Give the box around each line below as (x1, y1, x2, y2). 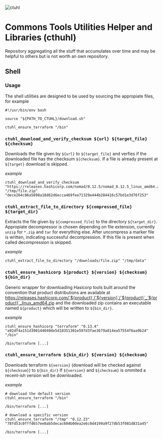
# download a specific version (5, 412, 68, 418)
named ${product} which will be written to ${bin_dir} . (5, 305, 114, 311)
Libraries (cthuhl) (5, 32, 77, 43)
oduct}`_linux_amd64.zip (5, 300, 55, 305)
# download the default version (5, 391, 70, 396)
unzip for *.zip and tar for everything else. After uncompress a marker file (5, 229, 154, 235)
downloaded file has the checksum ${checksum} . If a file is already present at (5, 156, 158, 162)
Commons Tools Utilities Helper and (5, 22, 153, 33)
